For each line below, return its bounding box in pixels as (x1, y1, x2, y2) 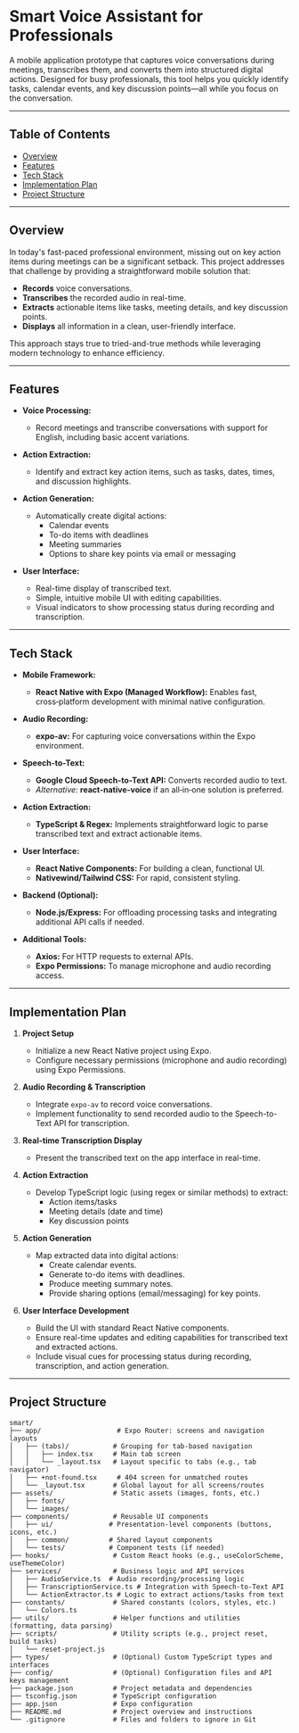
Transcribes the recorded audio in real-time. (21, 292, 187, 303)
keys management (9, 1676, 69, 1685)
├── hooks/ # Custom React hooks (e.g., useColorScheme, (9, 1551, 285, 1560)
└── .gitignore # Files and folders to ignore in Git (9, 1715, 256, 1724)
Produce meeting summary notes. (48, 1279, 174, 1289)
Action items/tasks (48, 1197, 117, 1206)
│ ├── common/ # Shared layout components (9, 1535, 214, 1545)
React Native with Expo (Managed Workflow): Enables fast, (35, 687, 258, 698)
